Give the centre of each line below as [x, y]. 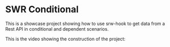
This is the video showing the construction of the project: [65, 39]
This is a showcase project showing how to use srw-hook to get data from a [85, 24]
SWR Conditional [42, 9]
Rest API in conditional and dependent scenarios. [57, 29]
